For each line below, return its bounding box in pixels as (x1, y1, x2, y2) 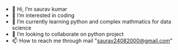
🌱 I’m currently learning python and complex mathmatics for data (11, 18, 171, 25)
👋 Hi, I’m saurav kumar (11, 6, 67, 12)
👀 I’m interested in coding (11, 12, 75, 19)
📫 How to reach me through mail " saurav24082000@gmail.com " (11, 37, 173, 44)
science (11, 24, 32, 31)
